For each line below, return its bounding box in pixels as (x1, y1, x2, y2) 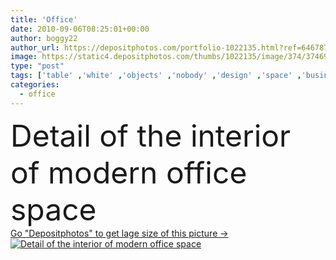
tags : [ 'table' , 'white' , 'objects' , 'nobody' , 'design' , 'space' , (10, 71, 302, 81)
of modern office (10, 153, 248, 191)
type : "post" (10, 61, 65, 71)
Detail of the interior (10, 116, 292, 155)
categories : (10, 80, 60, 90)
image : (10, 52, 38, 62)
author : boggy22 (10, 33, 78, 43)
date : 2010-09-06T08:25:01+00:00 (10, 24, 150, 34)
